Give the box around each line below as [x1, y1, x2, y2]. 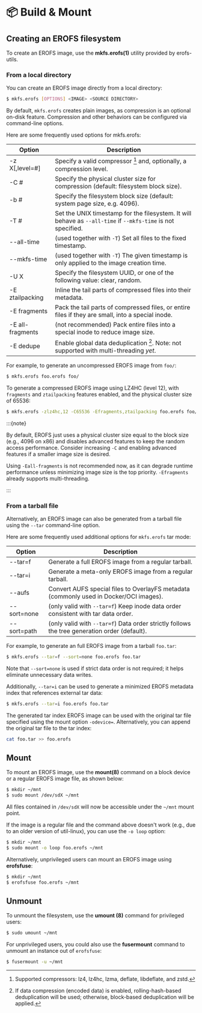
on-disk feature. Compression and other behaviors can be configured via [6, 113, 188, 121]
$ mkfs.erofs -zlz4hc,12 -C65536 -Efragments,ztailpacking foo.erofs [6, 408, 185, 414]
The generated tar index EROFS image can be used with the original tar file [6, 712, 192, 719]
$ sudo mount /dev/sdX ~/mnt [6, 792, 79, 798]
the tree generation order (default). [47, 627, 147, 635]
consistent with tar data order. [47, 609, 133, 618]
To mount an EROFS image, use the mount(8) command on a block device [6, 769, 191, 776]
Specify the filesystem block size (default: [55, 191, 174, 200]
